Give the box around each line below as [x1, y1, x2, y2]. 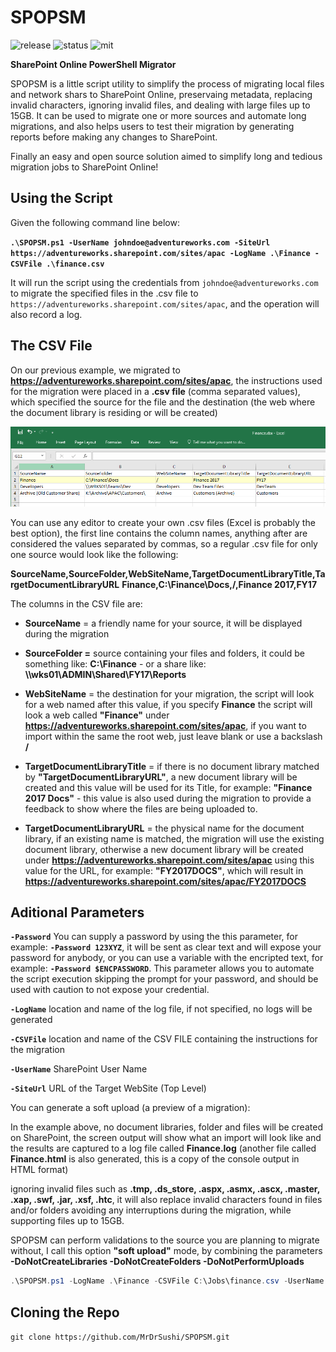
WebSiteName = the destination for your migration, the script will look [24, 687, 315, 700]
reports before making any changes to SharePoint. [10, 131, 218, 143]
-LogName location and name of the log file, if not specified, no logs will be [10, 1003, 313, 1015]
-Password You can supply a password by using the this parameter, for [10, 931, 299, 943]
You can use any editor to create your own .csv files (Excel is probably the [10, 516, 316, 528]
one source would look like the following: [10, 548, 179, 560]
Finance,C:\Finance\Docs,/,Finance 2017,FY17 [121, 578, 318, 590]
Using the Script [10, 190, 113, 207]
